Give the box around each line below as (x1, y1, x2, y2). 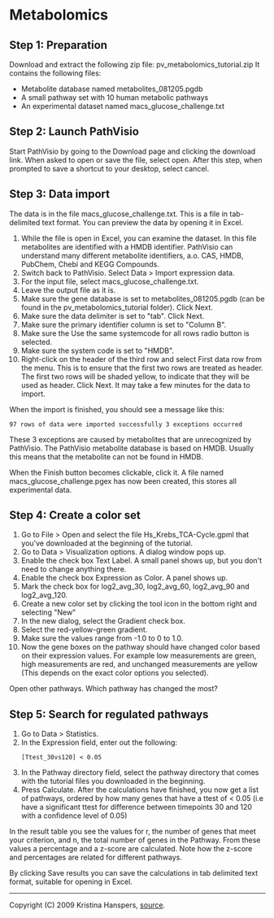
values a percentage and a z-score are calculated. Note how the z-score (9, 844, 253, 854)
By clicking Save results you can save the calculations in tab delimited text (9, 868, 259, 878)
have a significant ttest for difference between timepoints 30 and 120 (20, 803, 253, 812)
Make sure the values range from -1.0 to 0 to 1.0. (20, 633, 184, 643)
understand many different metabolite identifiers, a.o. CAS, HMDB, (20, 250, 244, 260)
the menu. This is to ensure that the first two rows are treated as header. (20, 363, 263, 372)
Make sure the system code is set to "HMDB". (20, 346, 174, 355)
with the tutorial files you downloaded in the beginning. (20, 777, 206, 786)
